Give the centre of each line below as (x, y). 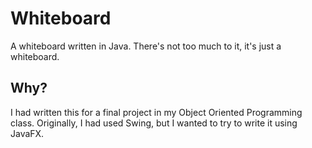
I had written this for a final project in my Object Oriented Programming (156, 112)
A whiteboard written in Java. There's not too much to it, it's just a (146, 46)
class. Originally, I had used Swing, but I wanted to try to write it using (154, 123)
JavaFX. (27, 133)
